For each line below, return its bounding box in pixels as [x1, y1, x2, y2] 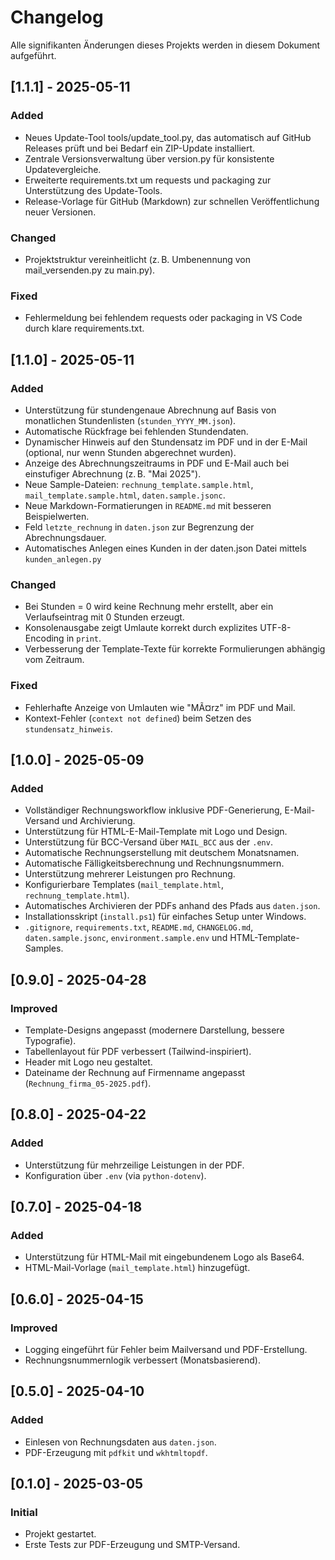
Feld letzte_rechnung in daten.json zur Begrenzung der [24, 521, 255, 533]
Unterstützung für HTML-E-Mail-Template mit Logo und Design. [24, 826, 288, 838]
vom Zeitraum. [24, 654, 85, 666]
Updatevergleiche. [24, 163, 102, 175]
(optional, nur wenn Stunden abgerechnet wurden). [24, 446, 237, 458]
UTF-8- [259, 622, 292, 634]
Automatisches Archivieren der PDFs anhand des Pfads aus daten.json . [24, 900, 321, 912]
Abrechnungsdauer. [24, 531, 107, 543]
